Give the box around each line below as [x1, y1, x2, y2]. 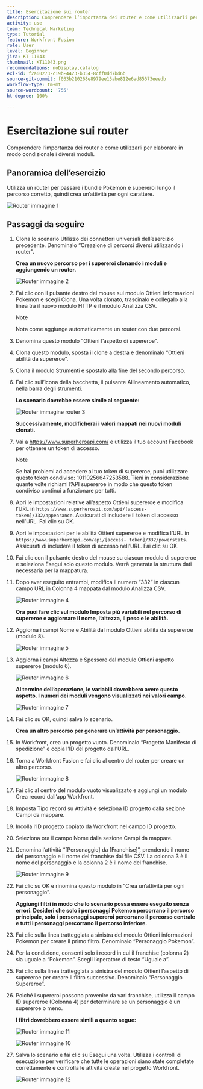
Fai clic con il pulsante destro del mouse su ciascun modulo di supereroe [15, 554, 196, 561]
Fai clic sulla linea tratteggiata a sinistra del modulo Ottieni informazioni [15, 931, 193, 938]
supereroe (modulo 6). [15, 663, 72, 670]
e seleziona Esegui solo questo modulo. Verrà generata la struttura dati [15, 561, 192, 568]
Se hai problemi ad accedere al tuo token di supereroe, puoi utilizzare [15, 468, 189, 475]
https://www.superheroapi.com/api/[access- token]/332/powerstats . [15, 536, 187, 543]
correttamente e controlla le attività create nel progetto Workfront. [15, 1064, 180, 1072]
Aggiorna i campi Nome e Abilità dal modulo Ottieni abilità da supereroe [15, 626, 193, 634]
